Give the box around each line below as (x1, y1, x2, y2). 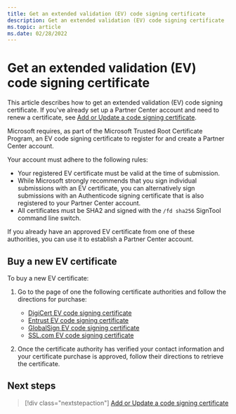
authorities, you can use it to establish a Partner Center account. (7, 235, 194, 243)
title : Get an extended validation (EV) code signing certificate (7, 10, 206, 18)
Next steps (7, 380, 56, 392)
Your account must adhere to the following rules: (7, 155, 149, 164)
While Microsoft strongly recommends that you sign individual (17, 176, 197, 185)
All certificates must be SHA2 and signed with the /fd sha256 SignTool (17, 207, 221, 215)
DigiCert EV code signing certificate (27, 309, 132, 317)
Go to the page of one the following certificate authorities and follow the (17, 287, 227, 296)
